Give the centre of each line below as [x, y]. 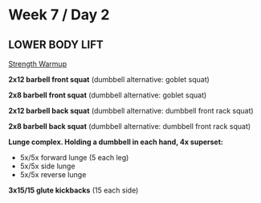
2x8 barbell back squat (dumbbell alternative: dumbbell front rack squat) [130, 126]
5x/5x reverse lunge [53, 174]
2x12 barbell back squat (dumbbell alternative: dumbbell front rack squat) [131, 111]
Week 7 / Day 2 [59, 15]
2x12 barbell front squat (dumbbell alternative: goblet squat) [109, 79]
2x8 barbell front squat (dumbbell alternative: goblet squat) [108, 95]
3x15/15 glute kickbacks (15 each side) [73, 190]
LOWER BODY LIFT [56, 45]
